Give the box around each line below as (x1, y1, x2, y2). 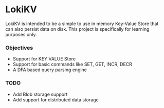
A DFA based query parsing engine (12, 67, 87, 73)
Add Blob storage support (12, 91, 68, 97)
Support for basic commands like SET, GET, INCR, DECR (12, 61, 133, 68)
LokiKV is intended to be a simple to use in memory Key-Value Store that (5, 20, 159, 27)
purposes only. (5, 31, 37, 37)
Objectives (5, 44, 33, 51)
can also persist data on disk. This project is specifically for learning (5, 26, 150, 32)
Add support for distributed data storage (12, 96, 99, 103)
